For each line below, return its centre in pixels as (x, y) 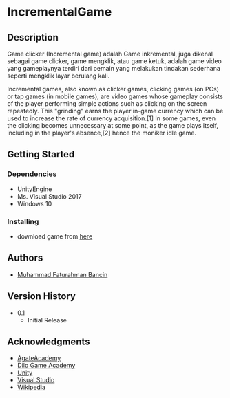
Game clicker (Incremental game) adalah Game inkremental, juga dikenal (110, 54)
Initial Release (47, 320)
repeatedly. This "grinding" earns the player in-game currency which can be (115, 111)
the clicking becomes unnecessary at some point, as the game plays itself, (113, 125)
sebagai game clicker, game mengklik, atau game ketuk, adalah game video (114, 61)
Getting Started (41, 154)
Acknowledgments (49, 342)
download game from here (55, 236)
